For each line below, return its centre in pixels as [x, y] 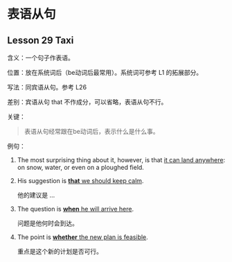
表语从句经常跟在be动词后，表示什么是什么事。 [91, 131]
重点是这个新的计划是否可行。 [60, 251]
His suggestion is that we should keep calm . [80, 181]
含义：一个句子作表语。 [41, 58]
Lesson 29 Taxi [41, 40]
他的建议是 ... [36, 195]
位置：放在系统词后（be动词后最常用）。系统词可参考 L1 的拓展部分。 [105, 72]
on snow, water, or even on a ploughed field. [80, 167]
